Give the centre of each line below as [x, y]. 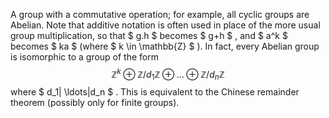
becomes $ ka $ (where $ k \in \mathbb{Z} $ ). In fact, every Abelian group [165, 46]
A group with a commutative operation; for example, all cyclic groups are [160, 14]
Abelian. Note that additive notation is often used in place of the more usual [165, 25]
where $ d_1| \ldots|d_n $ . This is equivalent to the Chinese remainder [155, 92]
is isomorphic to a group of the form [84, 57]
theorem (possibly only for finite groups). [95, 103]
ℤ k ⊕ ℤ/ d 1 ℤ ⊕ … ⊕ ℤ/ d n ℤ [168, 75]
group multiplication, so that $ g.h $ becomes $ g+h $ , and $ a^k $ [149, 35]
